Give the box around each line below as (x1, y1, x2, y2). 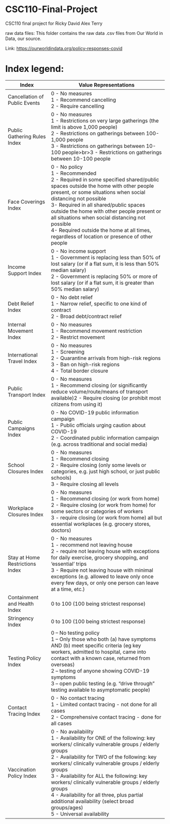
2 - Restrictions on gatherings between (51, 130, 145, 137)
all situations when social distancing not (51, 214, 146, 221)
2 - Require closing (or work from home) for (51, 501, 156, 508)
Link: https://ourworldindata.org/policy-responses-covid (5, 45, 122, 51)
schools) (51, 474, 72, 481)
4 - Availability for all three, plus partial (51, 791, 143, 798)
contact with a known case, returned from (51, 654, 151, 661)
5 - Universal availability (51, 810, 109, 817)
